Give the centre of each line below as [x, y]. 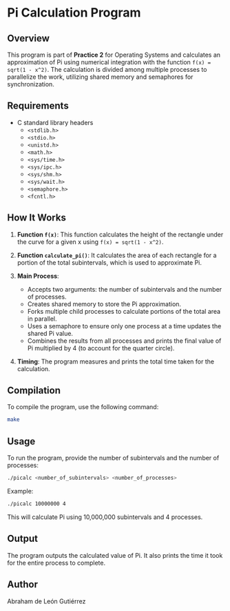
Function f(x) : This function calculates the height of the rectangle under [120, 234]
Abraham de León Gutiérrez [46, 601]
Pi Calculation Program [74, 13]
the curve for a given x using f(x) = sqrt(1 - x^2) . [90, 242]
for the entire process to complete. [56, 563]
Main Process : [38, 276]
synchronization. [31, 84]
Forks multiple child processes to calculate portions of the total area [124, 311]
